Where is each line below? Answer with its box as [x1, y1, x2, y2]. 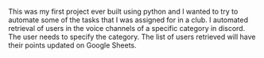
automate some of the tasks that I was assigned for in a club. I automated [8, 15, 249, 25]
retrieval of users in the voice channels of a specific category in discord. [8, 24, 246, 33]
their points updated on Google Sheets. [8, 41, 137, 50]
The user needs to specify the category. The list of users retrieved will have [8, 32, 256, 41]
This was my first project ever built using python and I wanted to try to [8, 7, 239, 16]
